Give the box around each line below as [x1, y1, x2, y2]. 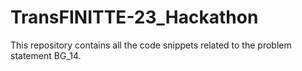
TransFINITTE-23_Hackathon [10, 6, 259, 29]
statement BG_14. [10, 49, 82, 61]
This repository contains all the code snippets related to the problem [10, 39, 292, 51]
